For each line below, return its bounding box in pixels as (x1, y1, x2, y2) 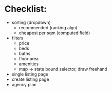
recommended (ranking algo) (19, 24, 77, 30)
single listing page (11, 71, 49, 77)
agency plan (11, 81, 37, 87)
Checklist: (4, 3, 47, 15)
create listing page (11, 76, 49, 82)
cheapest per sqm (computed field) (19, 30, 91, 36)
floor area (19, 55, 39, 61)
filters (11, 35, 24, 41)
